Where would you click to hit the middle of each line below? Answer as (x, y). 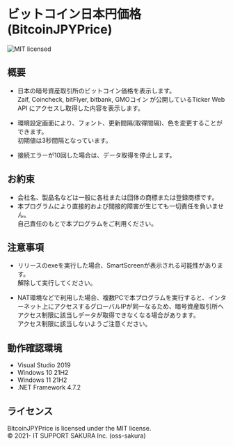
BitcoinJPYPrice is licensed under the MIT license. (79, 428)
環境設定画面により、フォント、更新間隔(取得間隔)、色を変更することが (120, 123)
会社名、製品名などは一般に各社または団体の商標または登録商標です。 (118, 197)
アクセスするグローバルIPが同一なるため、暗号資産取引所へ (139, 307)
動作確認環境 (35, 348)
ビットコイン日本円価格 (74, 14)
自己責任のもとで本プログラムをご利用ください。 (87, 223)
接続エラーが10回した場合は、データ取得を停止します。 (96, 155)
